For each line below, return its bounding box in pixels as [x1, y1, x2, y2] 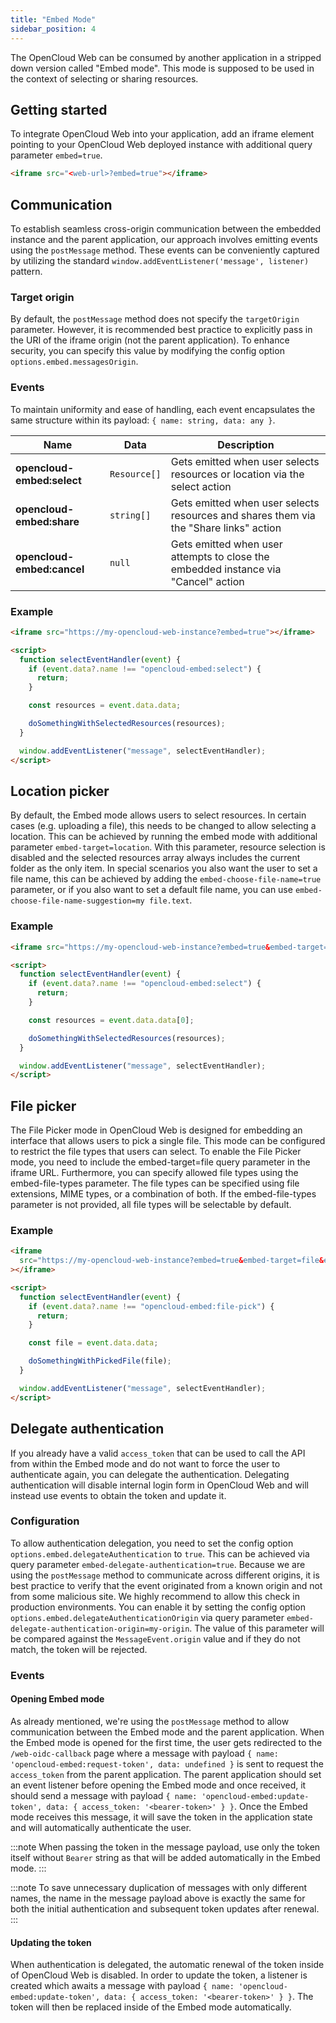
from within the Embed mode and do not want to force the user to [10, 1457, 281, 1470]
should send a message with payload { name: [10, 1789, 198, 1801]
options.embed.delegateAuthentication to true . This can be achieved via [10, 1547, 310, 1560]
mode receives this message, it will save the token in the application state [10, 1811, 313, 1823]
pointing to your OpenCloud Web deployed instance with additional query [10, 139, 313, 151]
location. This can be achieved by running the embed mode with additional [10, 831, 318, 843]
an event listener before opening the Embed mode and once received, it [10, 1779, 307, 1791]
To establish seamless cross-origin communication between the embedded [10, 223, 322, 235]
